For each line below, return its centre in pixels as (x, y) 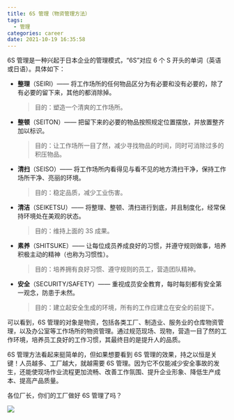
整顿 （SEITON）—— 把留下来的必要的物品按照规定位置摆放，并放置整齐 (121, 122)
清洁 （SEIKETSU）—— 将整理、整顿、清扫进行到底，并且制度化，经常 (118, 208)
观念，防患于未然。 (51, 293)
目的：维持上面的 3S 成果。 (74, 231)
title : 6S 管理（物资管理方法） (49, 14)
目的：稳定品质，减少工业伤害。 (80, 193)
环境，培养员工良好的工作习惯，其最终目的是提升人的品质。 (99, 340)
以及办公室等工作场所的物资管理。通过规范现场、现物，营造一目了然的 (120, 331)
